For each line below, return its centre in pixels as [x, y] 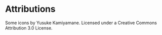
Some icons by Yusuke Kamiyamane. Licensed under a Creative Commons [81, 23]
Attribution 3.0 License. [29, 28]
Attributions [30, 9]
